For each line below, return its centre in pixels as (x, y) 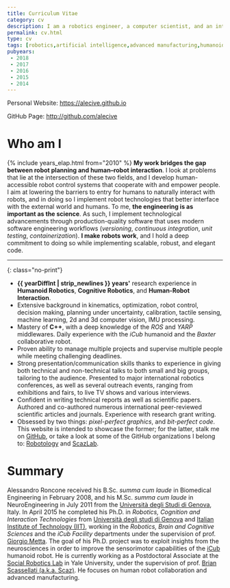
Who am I (34, 144)
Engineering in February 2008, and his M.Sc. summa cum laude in (100, 498)
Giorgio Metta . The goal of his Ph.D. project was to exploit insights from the (113, 541)
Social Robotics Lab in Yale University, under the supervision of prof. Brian (112, 563)
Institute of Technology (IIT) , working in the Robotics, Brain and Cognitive (111, 527)
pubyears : (21, 52)
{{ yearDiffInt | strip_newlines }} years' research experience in (107, 283)
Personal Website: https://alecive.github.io (67, 103)
